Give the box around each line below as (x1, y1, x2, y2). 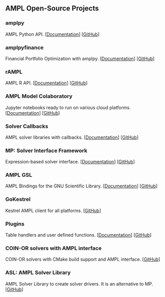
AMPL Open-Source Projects (5, 4, 99, 13)
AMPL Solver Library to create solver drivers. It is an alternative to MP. (5, 281, 153, 287)
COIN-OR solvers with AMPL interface (5, 244, 102, 251)
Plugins (5, 220, 25, 227)
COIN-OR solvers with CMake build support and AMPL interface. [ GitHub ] (5, 256, 160, 263)
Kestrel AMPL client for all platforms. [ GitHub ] (5, 207, 101, 214)
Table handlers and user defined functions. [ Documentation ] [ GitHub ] (5, 232, 152, 238)
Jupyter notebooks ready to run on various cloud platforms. (5, 104, 131, 111)
